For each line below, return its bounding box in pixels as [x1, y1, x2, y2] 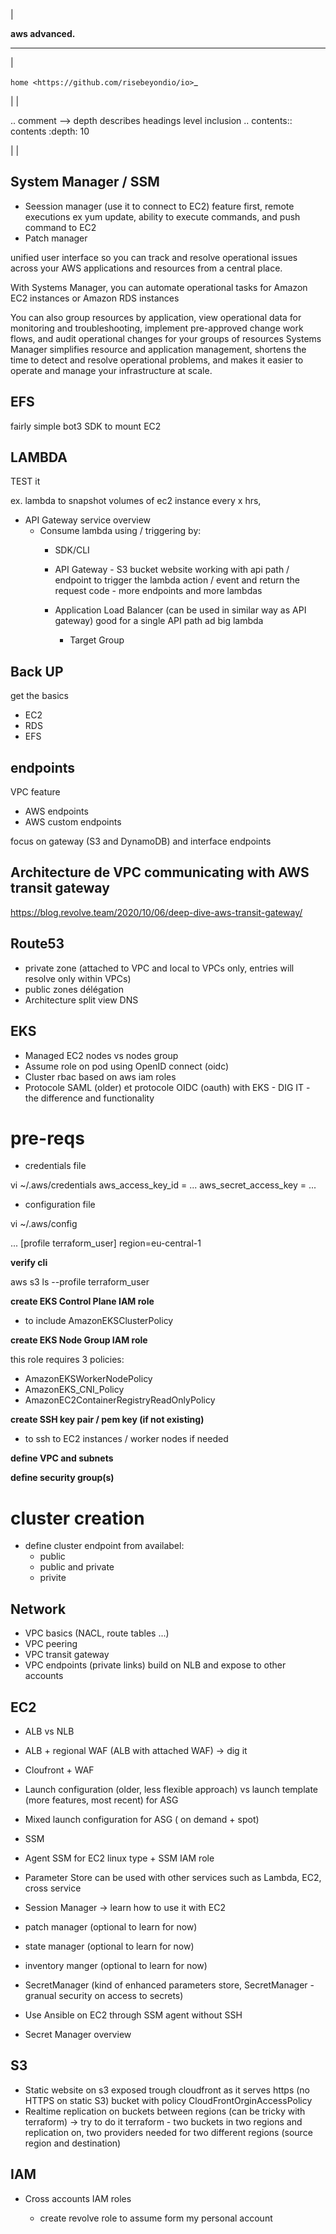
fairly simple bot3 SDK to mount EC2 [10, 420, 162, 432]
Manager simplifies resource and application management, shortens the [10, 343, 307, 355]
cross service [24, 1882, 82, 1894]
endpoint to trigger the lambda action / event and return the [54, 574, 300, 586]
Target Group [69, 634, 125, 646]
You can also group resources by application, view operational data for [10, 311, 302, 323]
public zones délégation [24, 983, 124, 995]
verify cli [10, 1257, 48, 1269]
